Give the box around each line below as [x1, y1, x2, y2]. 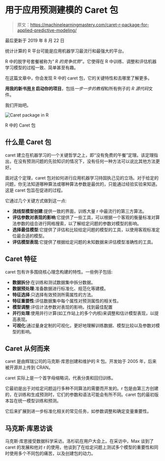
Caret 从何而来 [5, 344, 50, 353]
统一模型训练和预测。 [18, 398, 61, 404]
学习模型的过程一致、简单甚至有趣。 [5, 65, 79, 71]
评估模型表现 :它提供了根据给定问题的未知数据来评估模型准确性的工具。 [12, 239, 156, 245]
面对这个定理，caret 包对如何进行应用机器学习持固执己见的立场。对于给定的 [5, 175, 159, 180]
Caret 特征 [5, 255, 37, 263]
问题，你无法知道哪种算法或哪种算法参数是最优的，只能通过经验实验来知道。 [5, 181, 160, 187]
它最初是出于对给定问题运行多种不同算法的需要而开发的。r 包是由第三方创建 [5, 386, 159, 391]
